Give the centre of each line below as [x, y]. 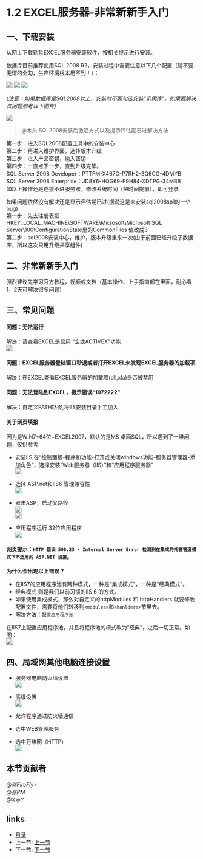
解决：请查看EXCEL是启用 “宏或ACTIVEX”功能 [64, 341]
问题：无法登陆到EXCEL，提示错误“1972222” [63, 392]
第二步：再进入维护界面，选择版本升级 [54, 151]
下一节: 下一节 [32, 850]
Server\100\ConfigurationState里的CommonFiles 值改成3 [77, 230]
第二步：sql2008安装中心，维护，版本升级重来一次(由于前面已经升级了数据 [100, 237]
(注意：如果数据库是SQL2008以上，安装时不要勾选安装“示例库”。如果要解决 [101, 98]
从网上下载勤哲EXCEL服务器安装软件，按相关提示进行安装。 [81, 53]
